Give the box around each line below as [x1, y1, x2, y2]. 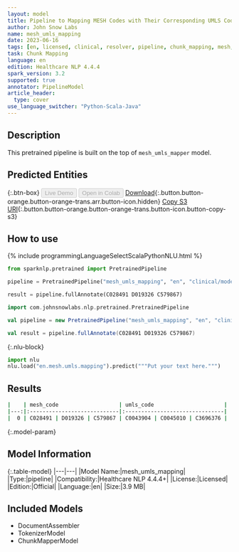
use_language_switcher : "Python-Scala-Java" [7, 103, 142, 110]
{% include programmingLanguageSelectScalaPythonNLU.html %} [7, 252, 203, 260]
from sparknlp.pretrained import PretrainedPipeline [7, 265, 167, 272]
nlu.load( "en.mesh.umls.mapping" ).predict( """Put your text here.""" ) [7, 363, 221, 370]
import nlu [7, 356, 40, 363]
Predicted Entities [7, 169, 88, 181]
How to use [7, 233, 58, 245]
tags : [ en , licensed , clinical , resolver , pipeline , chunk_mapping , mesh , [7, 43, 234, 51]
